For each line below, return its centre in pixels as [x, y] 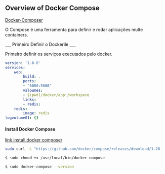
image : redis [36, 113]
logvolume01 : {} [22, 118]
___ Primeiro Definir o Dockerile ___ [40, 44]
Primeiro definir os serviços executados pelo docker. [59, 54]
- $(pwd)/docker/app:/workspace [56, 95]
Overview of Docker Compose [52, 8]
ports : [30, 81]
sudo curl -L [19, 149]
